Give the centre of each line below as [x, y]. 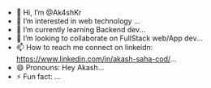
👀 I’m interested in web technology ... [78, 21]
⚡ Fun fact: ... [38, 76]
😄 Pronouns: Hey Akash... [60, 67]
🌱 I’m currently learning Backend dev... [81, 29]
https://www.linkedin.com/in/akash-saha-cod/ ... [96, 59]
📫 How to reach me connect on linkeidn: [84, 47]
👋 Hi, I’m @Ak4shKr [49, 13]
